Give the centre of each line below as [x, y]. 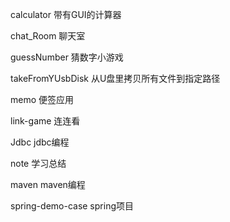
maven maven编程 [48, 184]
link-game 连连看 [45, 121]
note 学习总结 [38, 163]
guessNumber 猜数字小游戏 [67, 57]
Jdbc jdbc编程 [40, 142]
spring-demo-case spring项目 [72, 206]
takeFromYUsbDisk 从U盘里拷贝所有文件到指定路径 [115, 78]
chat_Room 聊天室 [48, 36]
